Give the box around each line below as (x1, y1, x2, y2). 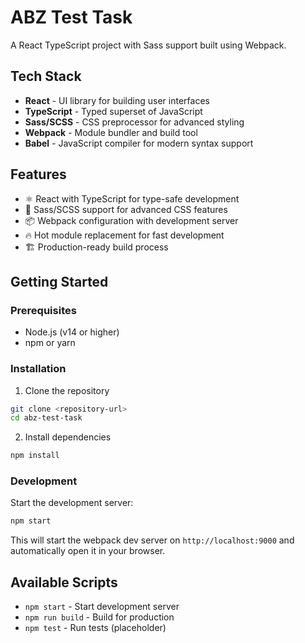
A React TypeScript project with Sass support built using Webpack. (10, 39, 287, 51)
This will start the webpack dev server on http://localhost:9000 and (10, 534, 295, 546)
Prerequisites (10, 303, 77, 317)
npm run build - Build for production (24, 611, 175, 623)
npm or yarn (24, 337, 76, 349)
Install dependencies (24, 431, 112, 443)
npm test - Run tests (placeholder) (24, 622, 167, 634)
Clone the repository (24, 384, 110, 396)
